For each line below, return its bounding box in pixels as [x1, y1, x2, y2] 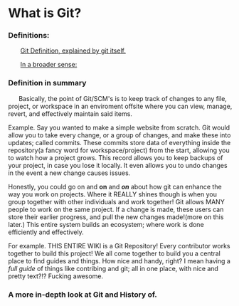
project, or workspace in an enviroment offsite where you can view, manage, [8, 102, 233, 110]
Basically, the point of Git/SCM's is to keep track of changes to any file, [18, 94, 227, 102]
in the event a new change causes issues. [8, 169, 131, 177]
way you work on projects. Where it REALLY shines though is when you [8, 190, 218, 199]
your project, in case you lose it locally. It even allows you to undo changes [8, 161, 228, 169]
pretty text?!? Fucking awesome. [8, 272, 104, 280]
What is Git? [8, 5, 82, 21]
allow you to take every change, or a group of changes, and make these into [8, 130, 231, 139]
